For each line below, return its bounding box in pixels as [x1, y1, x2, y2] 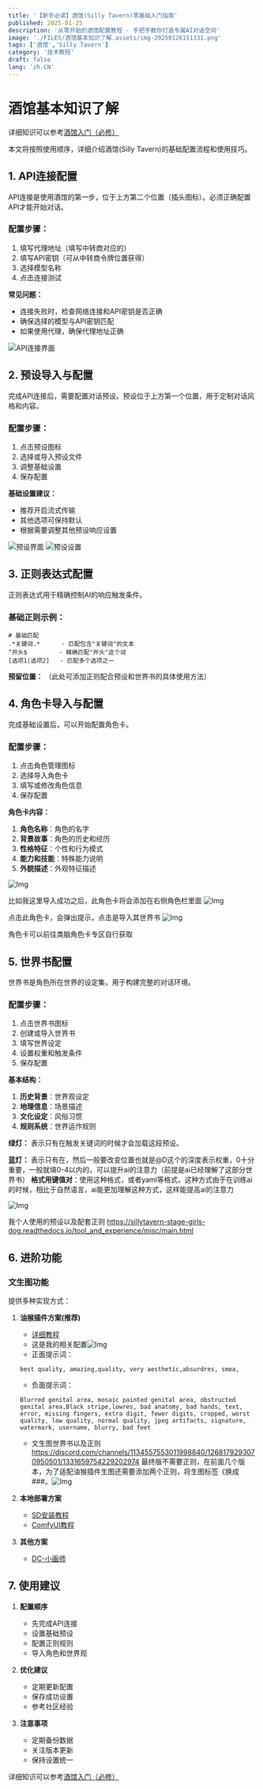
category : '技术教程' [8, 48, 75, 56]
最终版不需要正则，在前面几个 [141, 1457, 239, 1466]
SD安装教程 [31, 1510, 70, 1520]
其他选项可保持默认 [19, 515, 83, 525]
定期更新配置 [31, 1681, 73, 1691]
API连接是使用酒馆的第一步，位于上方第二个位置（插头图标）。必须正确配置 [8, 192, 251, 202]
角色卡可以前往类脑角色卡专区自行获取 [8, 929, 133, 939]
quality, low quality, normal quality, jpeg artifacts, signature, [19, 1416, 246, 1425]
